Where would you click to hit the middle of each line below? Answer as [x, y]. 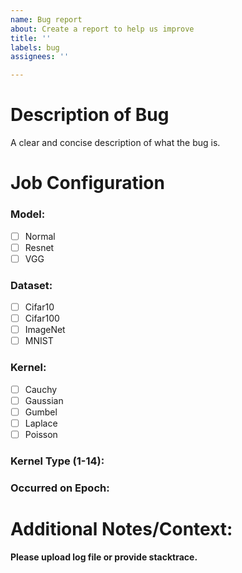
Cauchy [41, 389]
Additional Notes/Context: [121, 528]
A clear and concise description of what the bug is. [115, 143]
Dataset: [31, 285]
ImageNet [45, 330]
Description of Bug [90, 115]
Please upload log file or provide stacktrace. [104, 557]
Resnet [39, 247]
